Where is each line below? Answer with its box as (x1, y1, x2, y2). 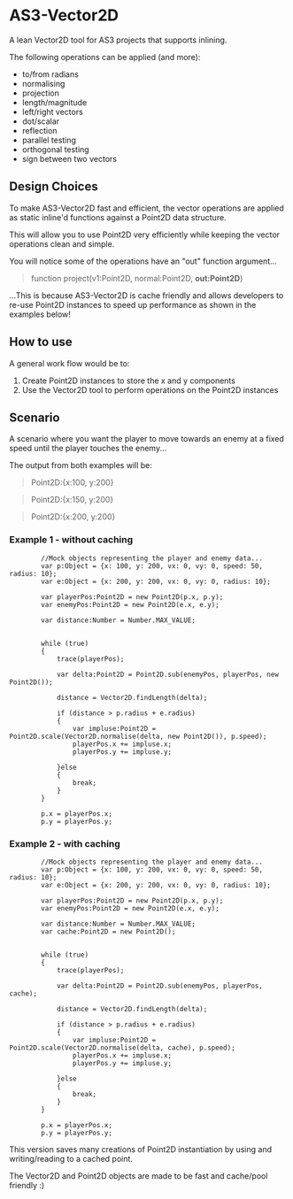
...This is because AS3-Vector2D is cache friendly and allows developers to (9, 289, 284, 301)
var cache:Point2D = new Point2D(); (41, 926, 176, 936)
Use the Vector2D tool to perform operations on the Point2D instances (21, 384, 279, 395)
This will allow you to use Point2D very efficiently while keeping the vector (9, 229, 281, 240)
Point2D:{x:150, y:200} (30, 495, 114, 505)
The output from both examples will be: (9, 460, 153, 471)
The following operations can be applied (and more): (9, 51, 201, 62)
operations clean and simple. (9, 238, 115, 249)
